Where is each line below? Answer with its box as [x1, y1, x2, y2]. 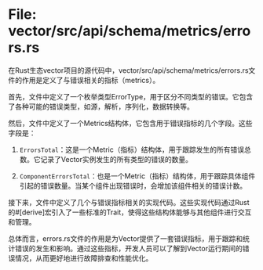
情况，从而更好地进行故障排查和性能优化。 [14, 253, 153, 263]
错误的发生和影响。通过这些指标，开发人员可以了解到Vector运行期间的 [14, 243, 243, 253]
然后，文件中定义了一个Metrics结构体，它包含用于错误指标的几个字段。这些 [8, 118, 253, 128]
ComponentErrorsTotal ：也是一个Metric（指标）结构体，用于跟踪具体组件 [19, 171, 256, 181]
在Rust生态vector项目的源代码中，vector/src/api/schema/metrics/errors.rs [8, 65, 249, 75]
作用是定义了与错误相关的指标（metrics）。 [21, 75, 160, 85]
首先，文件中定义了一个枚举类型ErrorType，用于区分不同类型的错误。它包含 [8, 92, 254, 101]
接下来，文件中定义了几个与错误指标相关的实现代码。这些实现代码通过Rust [8, 197, 250, 207]
